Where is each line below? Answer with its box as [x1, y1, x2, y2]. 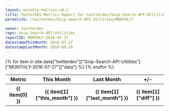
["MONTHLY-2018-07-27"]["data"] [5, 64, 77, 70]
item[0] [9, 91, 28, 98]
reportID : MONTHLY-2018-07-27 [5, 35, 69, 40]
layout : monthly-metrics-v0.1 [5, 7, 69, 13]
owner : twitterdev [5, 26, 44, 31]
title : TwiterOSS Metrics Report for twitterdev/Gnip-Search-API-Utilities [5, 12, 167, 17]
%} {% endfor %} [77, 64, 114, 70]
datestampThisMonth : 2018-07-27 [5, 40, 73, 45]
